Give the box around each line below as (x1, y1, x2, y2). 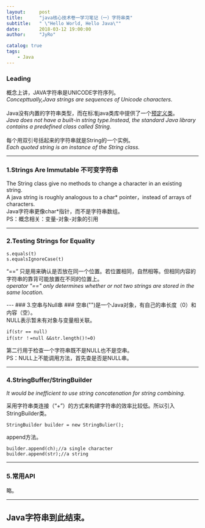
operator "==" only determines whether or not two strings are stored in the (6, 282, 195, 289)
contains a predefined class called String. (6, 123, 112, 130)
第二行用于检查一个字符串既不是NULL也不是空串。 (6, 346, 133, 354)
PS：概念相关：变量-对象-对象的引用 (6, 215, 99, 223)
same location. (6, 288, 44, 296)
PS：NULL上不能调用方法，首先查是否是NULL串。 (6, 354, 132, 361)
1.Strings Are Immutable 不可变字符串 (6, 166, 118, 174)
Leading (6, 74, 31, 82)
